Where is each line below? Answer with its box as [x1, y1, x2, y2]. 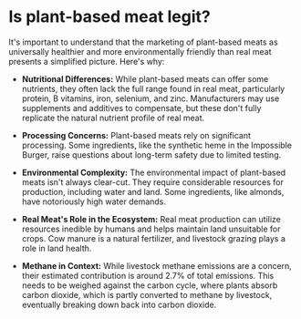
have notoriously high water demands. [21, 196, 166, 207]
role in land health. [21, 242, 92, 253]
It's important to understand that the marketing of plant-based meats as [8, 36, 279, 47]
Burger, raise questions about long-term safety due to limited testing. [21, 149, 282, 160]
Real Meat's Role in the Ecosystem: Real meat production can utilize [21, 213, 282, 224]
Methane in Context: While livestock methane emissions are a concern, [21, 260, 293, 271]
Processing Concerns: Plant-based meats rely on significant [21, 129, 252, 140]
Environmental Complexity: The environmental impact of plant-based [21, 167, 286, 178]
